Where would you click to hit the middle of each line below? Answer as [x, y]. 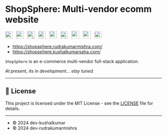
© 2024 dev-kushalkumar [39, 123]
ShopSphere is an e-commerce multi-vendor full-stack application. [72, 61]
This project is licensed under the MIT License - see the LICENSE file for [79, 103]
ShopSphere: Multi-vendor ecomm [79, 9]
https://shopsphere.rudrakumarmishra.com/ [57, 46]
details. [13, 108]
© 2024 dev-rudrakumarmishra [44, 128]
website [22, 20]
